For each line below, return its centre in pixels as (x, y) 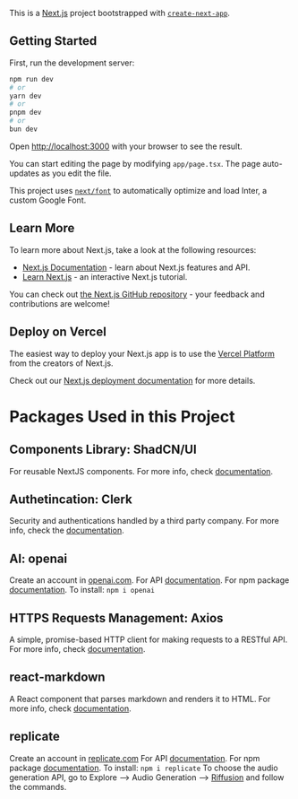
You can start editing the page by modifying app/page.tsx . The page (135, 163)
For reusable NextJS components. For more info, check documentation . (141, 471)
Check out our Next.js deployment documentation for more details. (132, 380)
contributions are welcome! (60, 303)
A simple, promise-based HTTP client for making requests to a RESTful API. (149, 639)
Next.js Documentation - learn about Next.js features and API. (136, 267)
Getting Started (53, 41)
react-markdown (57, 677)
